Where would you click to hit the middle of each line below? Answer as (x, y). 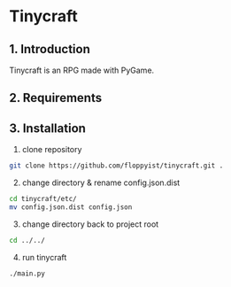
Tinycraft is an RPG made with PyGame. (82, 70)
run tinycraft (44, 257)
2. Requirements (56, 98)
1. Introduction (50, 49)
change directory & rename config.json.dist (101, 182)
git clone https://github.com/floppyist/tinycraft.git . (116, 166)
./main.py (27, 273)
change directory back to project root (90, 224)
